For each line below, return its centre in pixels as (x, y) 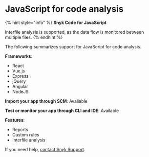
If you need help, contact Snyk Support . (45, 149)
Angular (20, 86)
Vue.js (19, 71)
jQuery (19, 81)
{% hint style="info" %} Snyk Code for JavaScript (56, 22)
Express (20, 76)
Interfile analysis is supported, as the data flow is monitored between (74, 32)
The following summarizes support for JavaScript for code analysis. (73, 46)
